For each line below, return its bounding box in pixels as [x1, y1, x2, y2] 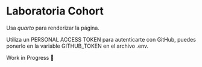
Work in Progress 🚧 [6, 54, 54, 61]
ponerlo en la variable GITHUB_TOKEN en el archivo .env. [6, 42, 149, 49]
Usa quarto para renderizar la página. [6, 24, 99, 31]
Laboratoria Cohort [6, 4, 104, 18]
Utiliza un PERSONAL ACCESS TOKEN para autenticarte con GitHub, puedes [6, 36, 196, 43]
